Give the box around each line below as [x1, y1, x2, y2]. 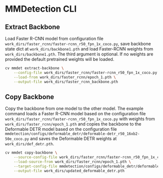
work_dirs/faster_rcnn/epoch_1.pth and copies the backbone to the [5, 121, 142, 127]
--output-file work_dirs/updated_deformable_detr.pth [14, 168, 125, 173]
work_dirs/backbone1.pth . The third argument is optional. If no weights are [5, 51, 154, 57]
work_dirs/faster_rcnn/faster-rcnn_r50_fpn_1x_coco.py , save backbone [5, 41, 151, 47]
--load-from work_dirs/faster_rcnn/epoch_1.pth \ [14, 74, 116, 80]
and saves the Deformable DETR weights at [30, 136, 117, 142]
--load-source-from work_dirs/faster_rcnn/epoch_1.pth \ [14, 160, 131, 164]
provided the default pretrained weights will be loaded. [5, 56, 114, 62]
